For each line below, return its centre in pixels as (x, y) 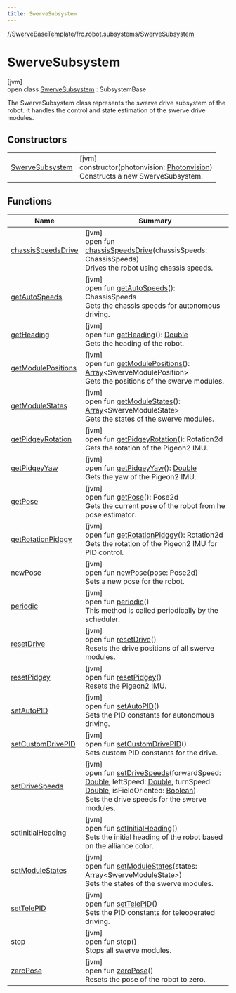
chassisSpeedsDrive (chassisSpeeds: (146, 250)
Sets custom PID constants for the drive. (152, 753)
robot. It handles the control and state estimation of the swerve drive (106, 110)
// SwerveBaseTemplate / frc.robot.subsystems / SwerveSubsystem (101, 34)
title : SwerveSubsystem (42, 14)
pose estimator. (111, 515)
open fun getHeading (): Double (137, 335)
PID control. (105, 552)
